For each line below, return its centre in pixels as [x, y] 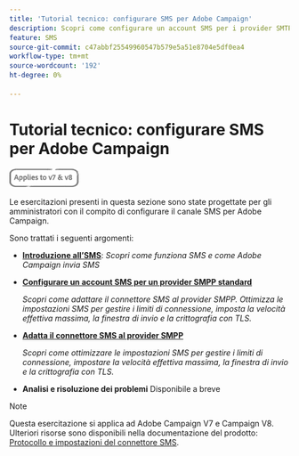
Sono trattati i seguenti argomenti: [72, 238]
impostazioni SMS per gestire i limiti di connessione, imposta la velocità [154, 308]
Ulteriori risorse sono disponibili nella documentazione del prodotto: [133, 433]
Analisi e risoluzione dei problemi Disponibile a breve [121, 388]
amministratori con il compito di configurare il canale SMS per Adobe [136, 211]
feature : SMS [33, 37]
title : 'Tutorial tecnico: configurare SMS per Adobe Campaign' [131, 19]
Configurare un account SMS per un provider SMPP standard [137, 281]
